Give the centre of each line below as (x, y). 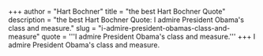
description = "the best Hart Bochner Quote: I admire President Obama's (126, 20)
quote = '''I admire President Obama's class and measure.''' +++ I (148, 36)
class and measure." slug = (53, 28)
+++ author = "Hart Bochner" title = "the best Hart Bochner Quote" (117, 11)
